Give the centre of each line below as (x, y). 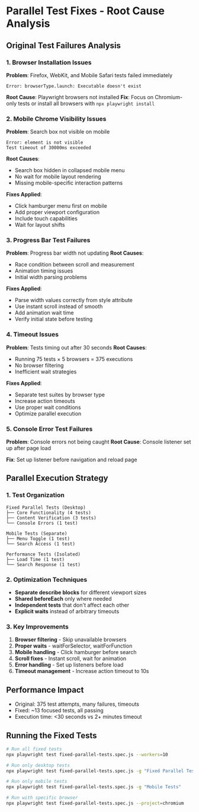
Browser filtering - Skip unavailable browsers (70, 640)
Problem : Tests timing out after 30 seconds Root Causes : (76, 347)
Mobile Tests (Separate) (37, 533)
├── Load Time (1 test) (36, 559)
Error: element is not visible (45, 143)
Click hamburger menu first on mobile (61, 206)
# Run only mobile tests (37, 782)
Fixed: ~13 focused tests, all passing (59, 710)
